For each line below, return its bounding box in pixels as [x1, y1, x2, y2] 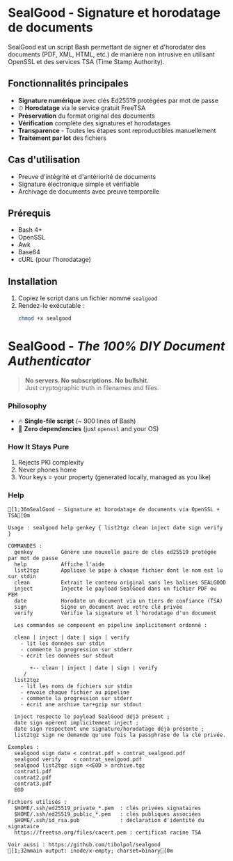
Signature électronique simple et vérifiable [17, 180, 140, 188]
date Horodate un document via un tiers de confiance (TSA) [14, 597, 223, 604]
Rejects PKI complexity [17, 458, 84, 466]
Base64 [17, 248, 41, 256]
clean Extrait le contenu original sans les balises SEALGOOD [14, 579, 227, 586]
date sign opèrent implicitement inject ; [14, 719, 139, 726]
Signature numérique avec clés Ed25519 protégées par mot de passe [17, 96, 218, 104]
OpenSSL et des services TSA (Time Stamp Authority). [8, 57, 165, 65]
